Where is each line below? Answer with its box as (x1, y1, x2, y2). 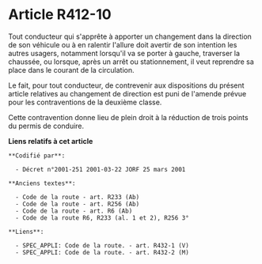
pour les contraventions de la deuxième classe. (8, 97, 162, 107)
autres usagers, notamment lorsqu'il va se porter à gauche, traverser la (8, 48, 240, 58)
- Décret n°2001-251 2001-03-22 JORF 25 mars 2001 (15, 165, 186, 173)
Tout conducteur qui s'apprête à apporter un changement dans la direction (8, 32, 252, 41)
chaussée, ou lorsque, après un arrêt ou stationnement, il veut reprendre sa (8, 57, 255, 66)
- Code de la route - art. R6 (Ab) (15, 207, 133, 215)
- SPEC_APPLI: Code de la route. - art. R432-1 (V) (15, 241, 190, 250)
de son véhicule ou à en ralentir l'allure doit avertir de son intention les (8, 40, 237, 49)
